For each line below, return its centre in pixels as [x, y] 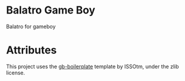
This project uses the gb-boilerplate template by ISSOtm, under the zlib [92, 66]
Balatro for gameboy [31, 26]
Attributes [32, 50]
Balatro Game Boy [51, 10]
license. [16, 72]
